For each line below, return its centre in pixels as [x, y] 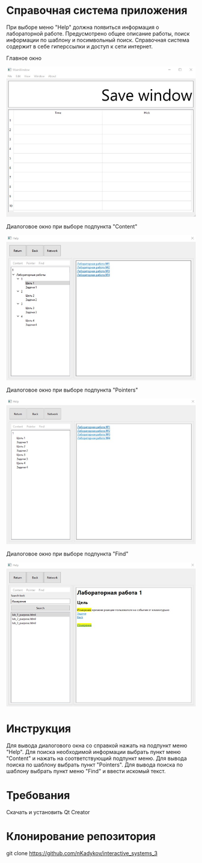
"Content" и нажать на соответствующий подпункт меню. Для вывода [97, 758]
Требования [38, 796]
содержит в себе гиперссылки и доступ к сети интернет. [80, 46]
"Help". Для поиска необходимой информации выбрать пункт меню [94, 752]
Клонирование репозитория [81, 837]
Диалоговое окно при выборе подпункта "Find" [67, 554]
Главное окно [24, 58]
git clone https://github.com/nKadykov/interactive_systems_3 [82, 853]
